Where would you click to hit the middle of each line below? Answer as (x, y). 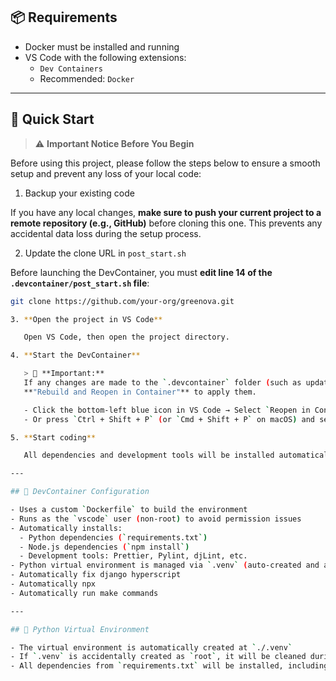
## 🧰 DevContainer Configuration (80, 492)
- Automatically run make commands (84, 593)
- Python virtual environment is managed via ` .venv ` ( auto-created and (165, 565)
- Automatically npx (53, 584)
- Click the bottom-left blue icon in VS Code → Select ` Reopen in (167, 410)
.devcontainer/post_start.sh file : (80, 283)
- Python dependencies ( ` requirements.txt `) (113, 537)
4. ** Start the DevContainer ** (75, 355)
